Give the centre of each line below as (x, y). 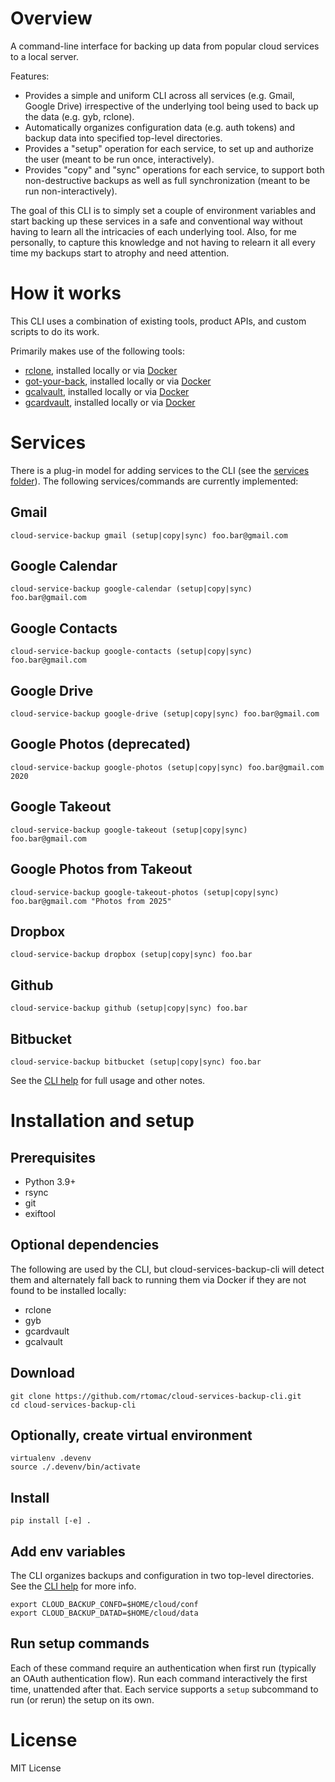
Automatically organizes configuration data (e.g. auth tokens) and (159, 127)
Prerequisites (53, 1157)
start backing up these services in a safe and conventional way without (156, 221)
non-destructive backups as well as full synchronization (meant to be (167, 180)
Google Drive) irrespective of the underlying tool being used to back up (171, 106)
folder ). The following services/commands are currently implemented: (154, 481)
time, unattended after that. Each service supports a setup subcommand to (164, 1689)
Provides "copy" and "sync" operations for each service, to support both (174, 169)
